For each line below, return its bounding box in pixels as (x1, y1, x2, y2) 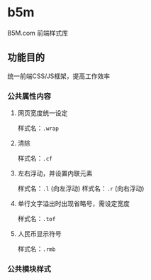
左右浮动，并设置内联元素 (17, 169, 93, 178)
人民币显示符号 (17, 230, 62, 238)
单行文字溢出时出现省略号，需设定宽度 (17, 200, 130, 208)
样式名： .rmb (17, 244, 56, 253)
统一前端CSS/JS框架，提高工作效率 (7, 72, 111, 80)
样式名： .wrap (17, 124, 59, 132)
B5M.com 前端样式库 (7, 28, 69, 37)
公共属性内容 (7, 91, 52, 101)
